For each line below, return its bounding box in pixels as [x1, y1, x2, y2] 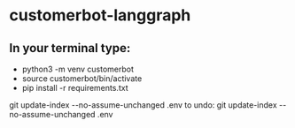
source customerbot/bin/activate [21, 73, 143, 84]
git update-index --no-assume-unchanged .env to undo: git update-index [9, 100, 277, 110]
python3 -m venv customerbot [21, 64, 135, 74]
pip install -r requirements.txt [21, 83, 128, 93]
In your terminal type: [9, 41, 131, 56]
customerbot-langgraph [9, 5, 191, 26]
